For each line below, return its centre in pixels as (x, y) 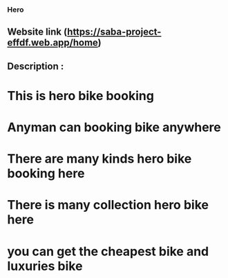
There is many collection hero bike (108, 205)
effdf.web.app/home (53, 43)
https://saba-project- (114, 32)
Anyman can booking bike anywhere (114, 127)
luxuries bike (45, 266)
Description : (36, 66)
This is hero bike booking (80, 96)
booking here (46, 173)
